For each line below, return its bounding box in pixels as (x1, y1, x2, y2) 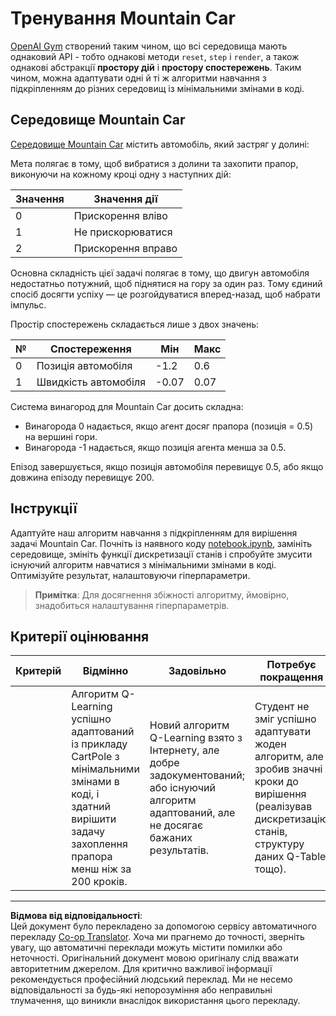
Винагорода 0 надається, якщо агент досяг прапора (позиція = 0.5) (24, 420, 314, 432)
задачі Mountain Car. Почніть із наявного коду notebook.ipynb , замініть (10, 537, 313, 549)
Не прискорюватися (73, 225, 173, 239)
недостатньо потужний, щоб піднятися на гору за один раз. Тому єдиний (10, 277, 323, 289)
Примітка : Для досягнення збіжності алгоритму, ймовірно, (34, 588, 290, 601)
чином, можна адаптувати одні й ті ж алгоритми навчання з (10, 72, 267, 84)
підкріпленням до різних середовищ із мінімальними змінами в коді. (10, 82, 305, 94)
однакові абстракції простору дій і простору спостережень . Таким (10, 61, 302, 73)
